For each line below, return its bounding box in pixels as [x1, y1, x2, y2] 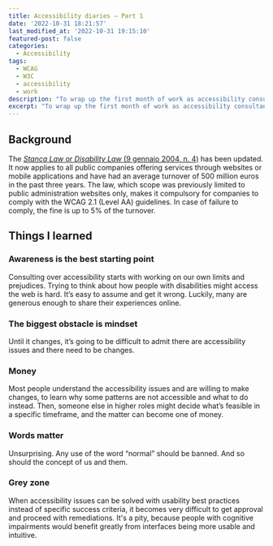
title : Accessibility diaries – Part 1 [8, 11, 144, 20]
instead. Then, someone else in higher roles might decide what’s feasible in [8, 401, 261, 411]
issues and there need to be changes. [8, 345, 135, 355]
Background [8, 132, 71, 146]
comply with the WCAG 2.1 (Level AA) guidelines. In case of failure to [8, 196, 239, 207]
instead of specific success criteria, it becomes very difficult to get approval [8, 504, 263, 514]
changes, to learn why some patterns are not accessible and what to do [8, 393, 249, 402]
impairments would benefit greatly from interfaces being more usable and [8, 521, 256, 531]
